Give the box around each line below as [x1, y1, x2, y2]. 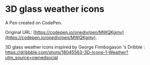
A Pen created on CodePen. [5, 20, 62, 26]
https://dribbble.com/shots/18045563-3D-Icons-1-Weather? [5, 49, 129, 55]
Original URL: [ [5, 29, 35, 35]
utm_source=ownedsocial [5, 54, 58, 60]
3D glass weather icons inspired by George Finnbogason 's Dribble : [5, 44, 146, 50]
